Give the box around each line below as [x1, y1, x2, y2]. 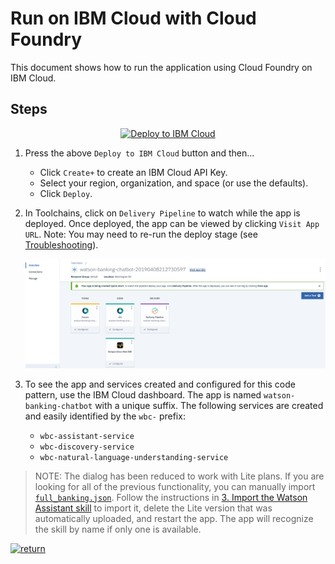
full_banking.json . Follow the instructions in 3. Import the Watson [34, 491, 308, 503]
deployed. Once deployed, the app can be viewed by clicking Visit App [24, 217, 320, 229]
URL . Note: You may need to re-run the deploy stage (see [24, 228, 258, 240]
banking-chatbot [24, 401, 93, 411]
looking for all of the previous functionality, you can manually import [34, 480, 316, 492]
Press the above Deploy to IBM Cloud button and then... [24, 147, 255, 159]
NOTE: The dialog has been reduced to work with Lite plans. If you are [34, 470, 325, 482]
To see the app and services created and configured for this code [24, 378, 296, 390]
